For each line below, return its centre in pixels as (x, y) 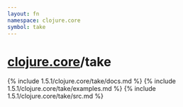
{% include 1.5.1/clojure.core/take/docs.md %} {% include (91, 81)
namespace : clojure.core (44, 20)
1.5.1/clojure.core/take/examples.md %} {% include (82, 89)
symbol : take (27, 27)
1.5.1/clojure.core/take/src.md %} (56, 96)
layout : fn (23, 14)
